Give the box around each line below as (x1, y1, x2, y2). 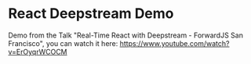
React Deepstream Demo (8, 5, 174, 23)
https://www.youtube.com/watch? (119, 38, 230, 48)
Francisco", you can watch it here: (8, 38, 118, 48)
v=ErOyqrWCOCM (8, 47, 68, 56)
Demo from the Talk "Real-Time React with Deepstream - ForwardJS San (8, 30, 243, 40)
